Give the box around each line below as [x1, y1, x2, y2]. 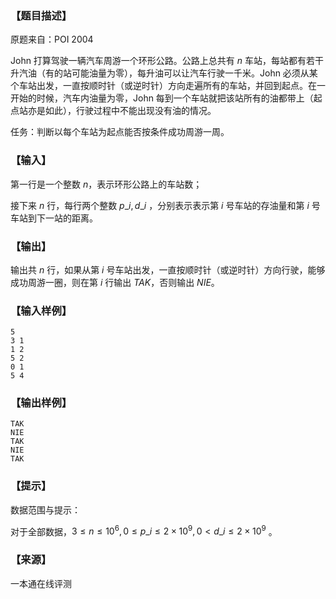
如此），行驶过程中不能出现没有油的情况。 [44, 105, 217, 117]
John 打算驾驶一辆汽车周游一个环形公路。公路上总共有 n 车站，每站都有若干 [10, 55, 325, 67]
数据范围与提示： [10, 503, 81, 516]
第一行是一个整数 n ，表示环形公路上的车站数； [10, 178, 203, 190]
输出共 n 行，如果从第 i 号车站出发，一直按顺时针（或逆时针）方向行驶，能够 [10, 263, 326, 276]
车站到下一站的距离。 [10, 212, 98, 224]
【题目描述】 [10, 8, 73, 22]
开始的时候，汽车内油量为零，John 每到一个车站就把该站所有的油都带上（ [10, 92, 314, 104]
